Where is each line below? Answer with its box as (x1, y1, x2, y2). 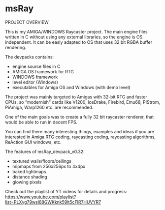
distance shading (12, 174, 48, 180)
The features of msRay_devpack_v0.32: (5, 149, 85, 154)
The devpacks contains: (5, 54, 54, 60)
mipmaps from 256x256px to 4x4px (12, 163, 85, 169)
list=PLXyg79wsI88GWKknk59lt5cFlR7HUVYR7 (5, 199, 101, 205)
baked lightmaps (12, 168, 46, 175)
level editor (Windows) (12, 79, 58, 85)
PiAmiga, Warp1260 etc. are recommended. (5, 104, 94, 110)
